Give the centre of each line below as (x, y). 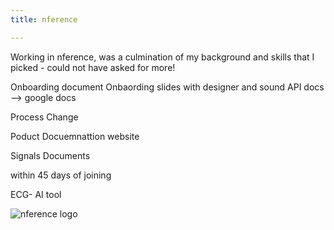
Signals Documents (50, 155)
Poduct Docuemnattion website (75, 136)
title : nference (44, 19)
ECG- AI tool (36, 194)
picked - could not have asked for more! (93, 67)
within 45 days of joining (61, 175)
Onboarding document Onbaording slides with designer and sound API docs (167, 87)
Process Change (44, 117)
